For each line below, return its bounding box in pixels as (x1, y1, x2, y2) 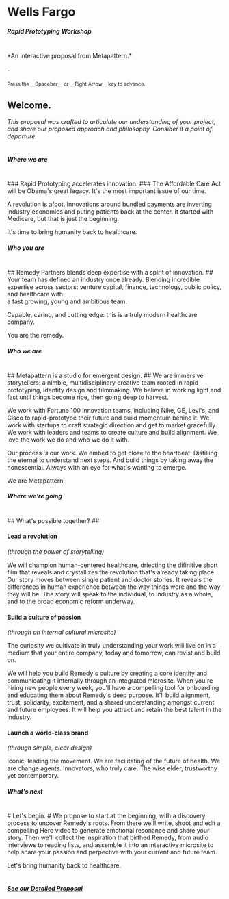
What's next (7, 787, 43, 796)
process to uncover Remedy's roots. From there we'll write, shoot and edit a (7, 819, 221, 827)
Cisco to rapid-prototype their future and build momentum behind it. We (7, 414, 210, 422)
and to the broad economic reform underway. (7, 597, 135, 606)
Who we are (7, 346, 42, 355)
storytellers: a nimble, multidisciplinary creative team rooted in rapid (7, 378, 199, 387)
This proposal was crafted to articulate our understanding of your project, (7, 117, 216, 125)
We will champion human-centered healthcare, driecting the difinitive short (7, 561, 219, 569)
